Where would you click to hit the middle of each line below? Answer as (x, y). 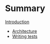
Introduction (17, 22)
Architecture (25, 31)
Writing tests (25, 36)
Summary (25, 8)
